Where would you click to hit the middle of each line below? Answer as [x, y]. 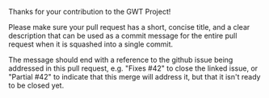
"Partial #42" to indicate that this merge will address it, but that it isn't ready [134, 77]
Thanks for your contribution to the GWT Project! [90, 12]
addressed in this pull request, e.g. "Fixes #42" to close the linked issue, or [133, 68]
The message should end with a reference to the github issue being [121, 60]
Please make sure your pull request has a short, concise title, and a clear [129, 27]
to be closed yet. [36, 85]
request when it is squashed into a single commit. [91, 44]
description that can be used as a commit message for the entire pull [123, 36]
